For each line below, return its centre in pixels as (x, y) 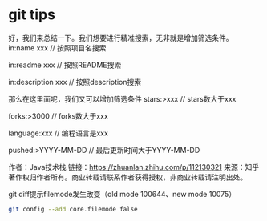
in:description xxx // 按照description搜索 (75, 82)
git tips (32, 15)
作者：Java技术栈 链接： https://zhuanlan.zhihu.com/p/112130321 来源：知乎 (133, 167)
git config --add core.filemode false (73, 209)
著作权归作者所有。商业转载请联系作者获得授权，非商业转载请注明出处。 (127, 177)
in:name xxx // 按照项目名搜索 (57, 48)
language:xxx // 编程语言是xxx (58, 133)
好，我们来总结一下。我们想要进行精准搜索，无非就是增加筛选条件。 (121, 38)
